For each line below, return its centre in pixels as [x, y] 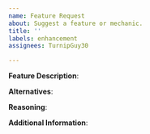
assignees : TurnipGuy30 [49, 46]
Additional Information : [48, 123]
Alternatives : [31, 92]
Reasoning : [28, 107]
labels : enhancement [43, 38]
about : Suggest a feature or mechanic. [76, 23]
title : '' [25, 31]
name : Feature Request [47, 16]
